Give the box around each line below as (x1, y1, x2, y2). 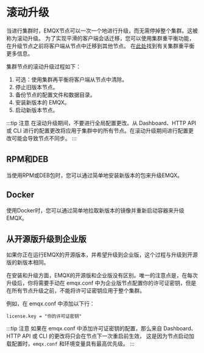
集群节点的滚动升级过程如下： (6, 62, 81, 70)
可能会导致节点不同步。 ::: (11, 134, 77, 142)
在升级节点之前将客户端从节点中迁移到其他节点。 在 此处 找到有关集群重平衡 (6, 42, 195, 49)
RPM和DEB (6, 154, 49, 165)
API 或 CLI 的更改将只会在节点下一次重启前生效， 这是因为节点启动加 (22, 332, 195, 340)
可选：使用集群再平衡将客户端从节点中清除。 (15, 76, 128, 83)
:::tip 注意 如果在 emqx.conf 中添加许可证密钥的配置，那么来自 (6, 325, 163, 332)
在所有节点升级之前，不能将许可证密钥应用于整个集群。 (6, 287, 145, 294)
